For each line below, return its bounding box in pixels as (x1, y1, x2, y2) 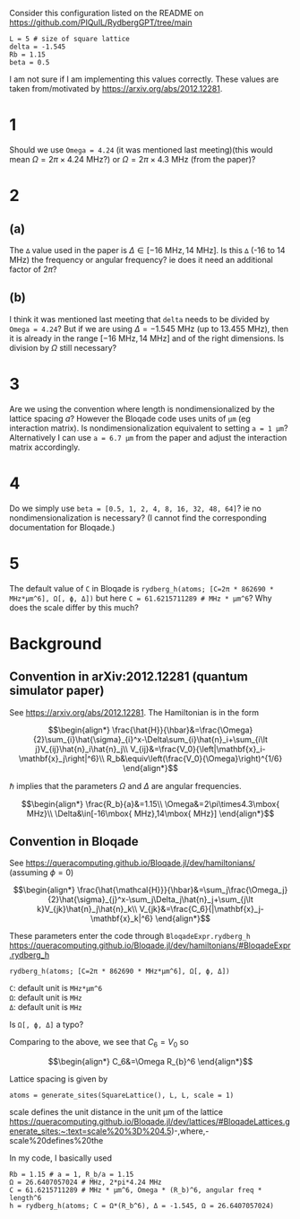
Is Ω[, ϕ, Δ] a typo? (9, 1019, 84, 1030)
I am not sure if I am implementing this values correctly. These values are (9, 74, 279, 84)
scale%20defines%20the (9, 1136, 104, 1146)
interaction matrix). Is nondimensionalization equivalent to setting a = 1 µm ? (9, 422, 288, 434)
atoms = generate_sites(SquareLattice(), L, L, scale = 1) (9, 1091, 235, 1101)
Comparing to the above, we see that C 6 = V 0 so (9, 1037, 190, 1049)
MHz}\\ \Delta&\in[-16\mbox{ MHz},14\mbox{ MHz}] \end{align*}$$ (26, 808, 275, 819)
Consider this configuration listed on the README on (9, 8, 204, 18)
